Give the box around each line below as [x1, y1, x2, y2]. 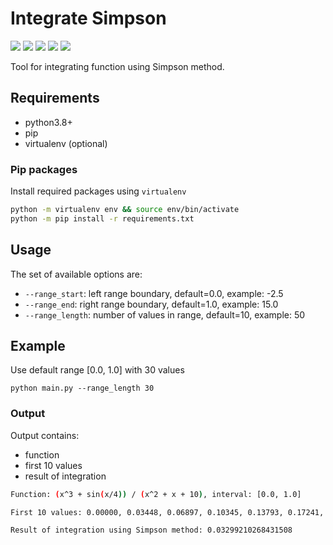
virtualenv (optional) [24, 137, 108, 149]
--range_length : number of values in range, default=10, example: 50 [24, 308, 306, 321]
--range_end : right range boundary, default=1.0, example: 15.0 [24, 298, 279, 310]
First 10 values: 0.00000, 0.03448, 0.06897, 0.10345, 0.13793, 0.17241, [10, 507, 325, 517]
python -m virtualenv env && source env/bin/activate [10, 205, 240, 215]
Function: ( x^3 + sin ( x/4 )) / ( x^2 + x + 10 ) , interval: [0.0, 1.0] [10, 489, 302, 499]
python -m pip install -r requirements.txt [10, 213, 195, 224]
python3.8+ [24, 116, 73, 128]
